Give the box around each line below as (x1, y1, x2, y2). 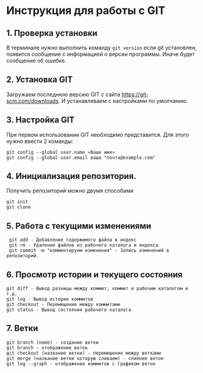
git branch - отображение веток (6, 344, 88, 350)
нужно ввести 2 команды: (6, 138, 74, 145)
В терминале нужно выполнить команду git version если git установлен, (6, 44, 197, 51)
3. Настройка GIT (6, 115, 75, 125)
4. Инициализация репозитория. (6, 171, 136, 181)
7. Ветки (6, 323, 38, 333)
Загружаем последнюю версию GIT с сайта (6, 91, 121, 98)
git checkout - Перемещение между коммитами (6, 302, 121, 308)
